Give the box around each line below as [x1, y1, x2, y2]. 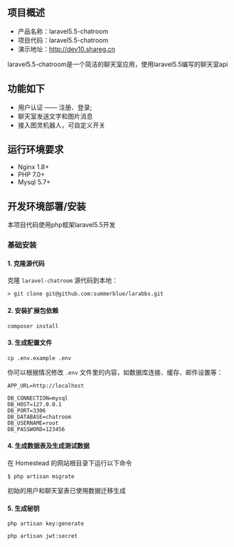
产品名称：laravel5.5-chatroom [17, 27, 109, 36]
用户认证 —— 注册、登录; [17, 102, 92, 112]
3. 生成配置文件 [7, 339, 53, 347]
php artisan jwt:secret [7, 533, 78, 540]
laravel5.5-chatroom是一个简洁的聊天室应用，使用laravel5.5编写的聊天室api [7, 60, 228, 68]
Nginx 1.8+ [17, 163, 50, 171]
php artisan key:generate [7, 520, 84, 528]
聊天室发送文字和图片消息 [17, 112, 93, 120]
